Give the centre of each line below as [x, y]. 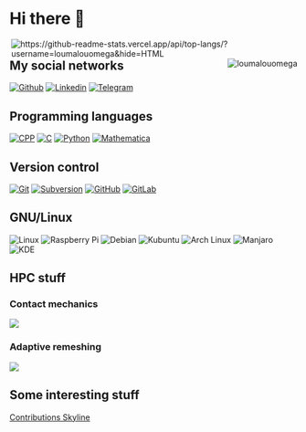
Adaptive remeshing [56, 347]
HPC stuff [38, 278]
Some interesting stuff [74, 395]
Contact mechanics [54, 304]
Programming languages [81, 116]
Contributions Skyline [50, 417]
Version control [54, 167]
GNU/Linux [41, 218]
